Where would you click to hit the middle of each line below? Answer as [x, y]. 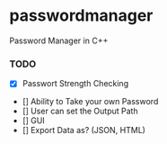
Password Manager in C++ [59, 40]
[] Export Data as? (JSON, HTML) [84, 130]
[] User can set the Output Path [80, 111]
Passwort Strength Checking [75, 84]
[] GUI [33, 121]
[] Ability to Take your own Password [90, 102]
